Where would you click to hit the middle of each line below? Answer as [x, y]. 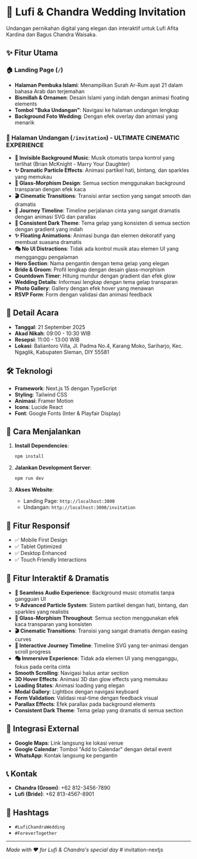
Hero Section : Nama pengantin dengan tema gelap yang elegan [91, 263]
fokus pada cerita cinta [42, 667]
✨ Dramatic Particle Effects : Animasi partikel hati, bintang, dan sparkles [102, 170]
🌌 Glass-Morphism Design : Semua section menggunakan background [100, 183]
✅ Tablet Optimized [38, 546]
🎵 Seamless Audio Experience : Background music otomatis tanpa [94, 593]
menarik [24, 122]
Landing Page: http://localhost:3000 [69, 501]
